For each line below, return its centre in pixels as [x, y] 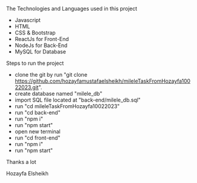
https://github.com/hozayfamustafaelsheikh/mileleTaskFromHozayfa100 [103, 81]
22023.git [27, 87]
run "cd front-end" [37, 138]
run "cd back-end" [37, 113]
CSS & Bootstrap [35, 33]
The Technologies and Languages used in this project [72, 9]
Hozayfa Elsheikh [27, 173]
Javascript [28, 20]
